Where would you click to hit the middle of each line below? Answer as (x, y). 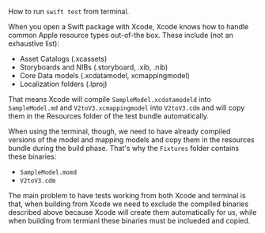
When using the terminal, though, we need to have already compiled (119, 131)
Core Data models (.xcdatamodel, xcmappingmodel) (104, 75)
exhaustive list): (34, 43)
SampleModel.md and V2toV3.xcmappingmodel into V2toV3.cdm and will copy (127, 107)
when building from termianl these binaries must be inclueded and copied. (129, 221)
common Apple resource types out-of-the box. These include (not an (121, 35)
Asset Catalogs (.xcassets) (63, 59)
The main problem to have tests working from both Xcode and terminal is (127, 195)
